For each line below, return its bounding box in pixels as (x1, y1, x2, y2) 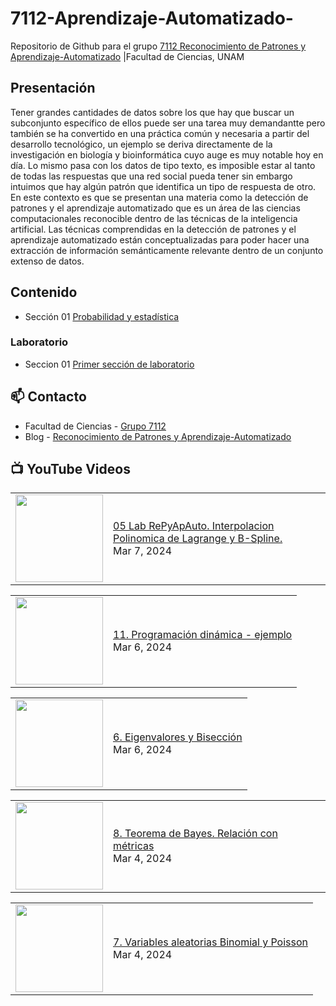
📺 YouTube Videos (10, 461, 131, 478)
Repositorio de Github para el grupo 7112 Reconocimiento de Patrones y (10, 40, 307, 52)
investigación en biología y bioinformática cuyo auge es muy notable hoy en (10, 148, 324, 161)
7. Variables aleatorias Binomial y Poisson (113, 935, 309, 949)
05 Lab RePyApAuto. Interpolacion (113, 519, 275, 533)
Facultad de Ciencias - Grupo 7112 (24, 420, 167, 432)
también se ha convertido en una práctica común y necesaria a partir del (10, 127, 310, 139)
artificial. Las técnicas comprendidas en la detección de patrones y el (10, 223, 297, 235)
